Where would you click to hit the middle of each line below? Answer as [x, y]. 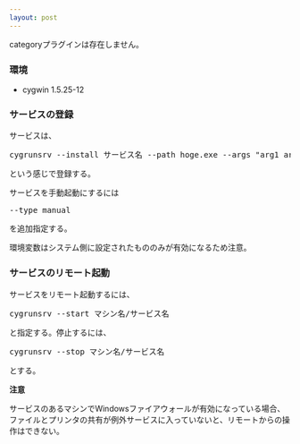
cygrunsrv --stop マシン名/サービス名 [87, 351]
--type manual [40, 210]
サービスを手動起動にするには [64, 192]
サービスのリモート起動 [59, 273]
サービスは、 [33, 136]
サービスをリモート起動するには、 [72, 294]
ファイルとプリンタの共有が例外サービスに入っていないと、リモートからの [146, 419]
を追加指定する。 [41, 228]
